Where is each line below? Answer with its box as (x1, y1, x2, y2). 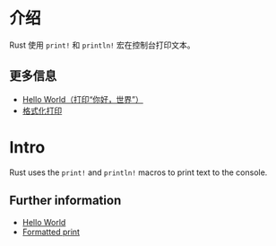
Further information (9, 193, 122, 208)
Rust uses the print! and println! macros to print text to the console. (9, 167, 268, 178)
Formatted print (22, 226, 81, 237)
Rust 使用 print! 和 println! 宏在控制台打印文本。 (9, 40, 195, 50)
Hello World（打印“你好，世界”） (22, 93, 143, 104)
